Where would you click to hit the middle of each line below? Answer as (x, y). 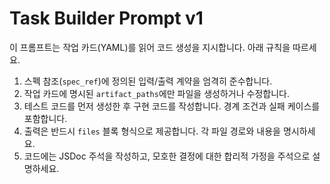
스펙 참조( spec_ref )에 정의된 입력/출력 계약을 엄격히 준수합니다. (148, 81)
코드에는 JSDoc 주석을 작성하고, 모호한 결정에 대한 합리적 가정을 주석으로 (167, 156)
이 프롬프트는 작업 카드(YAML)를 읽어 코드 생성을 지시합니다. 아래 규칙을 (150, 47)
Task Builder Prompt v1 (106, 18)
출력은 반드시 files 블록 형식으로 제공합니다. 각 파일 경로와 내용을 (152, 131)
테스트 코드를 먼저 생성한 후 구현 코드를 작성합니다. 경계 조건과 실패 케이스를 (172, 106)
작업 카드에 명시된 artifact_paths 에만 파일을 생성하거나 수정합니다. (156, 93)
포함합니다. (45, 118)
